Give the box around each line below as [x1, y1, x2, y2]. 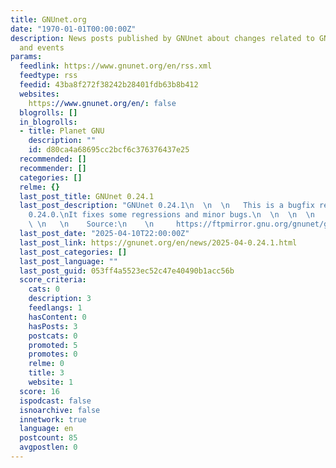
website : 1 [28, 377, 74, 387]
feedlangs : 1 [28, 303, 83, 313]
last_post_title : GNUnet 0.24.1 [19, 191, 155, 201]
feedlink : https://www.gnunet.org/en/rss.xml [19, 61, 213, 71]
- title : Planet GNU [19, 126, 105, 136]
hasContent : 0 [28, 312, 87, 322]
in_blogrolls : [19, 117, 78, 127]
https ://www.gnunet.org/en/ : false [28, 98, 177, 108]
